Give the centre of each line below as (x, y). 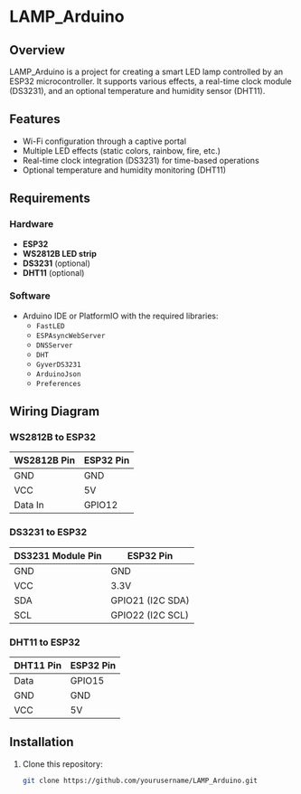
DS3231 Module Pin (58, 555)
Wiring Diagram (55, 412)
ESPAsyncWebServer (71, 336)
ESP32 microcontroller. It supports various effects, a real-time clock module (150, 81)
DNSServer (55, 345)
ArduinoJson (58, 374)
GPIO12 (101, 506)
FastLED (50, 326)
